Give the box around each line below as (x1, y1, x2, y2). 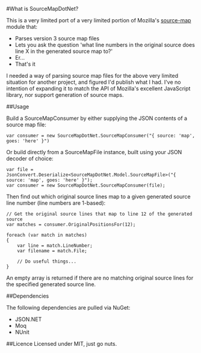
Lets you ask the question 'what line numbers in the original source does (14, 42, 196, 48)
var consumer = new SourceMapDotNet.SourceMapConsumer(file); (6, 183, 165, 189)
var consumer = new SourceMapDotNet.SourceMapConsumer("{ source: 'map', (6, 133, 196, 139)
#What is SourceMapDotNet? (6, 5, 79, 12)
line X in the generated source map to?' (14, 48, 113, 55)
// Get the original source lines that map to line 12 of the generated (6, 211, 193, 217)
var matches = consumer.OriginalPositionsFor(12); (6, 222, 136, 228)
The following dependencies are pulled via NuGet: (6, 304, 131, 311)
